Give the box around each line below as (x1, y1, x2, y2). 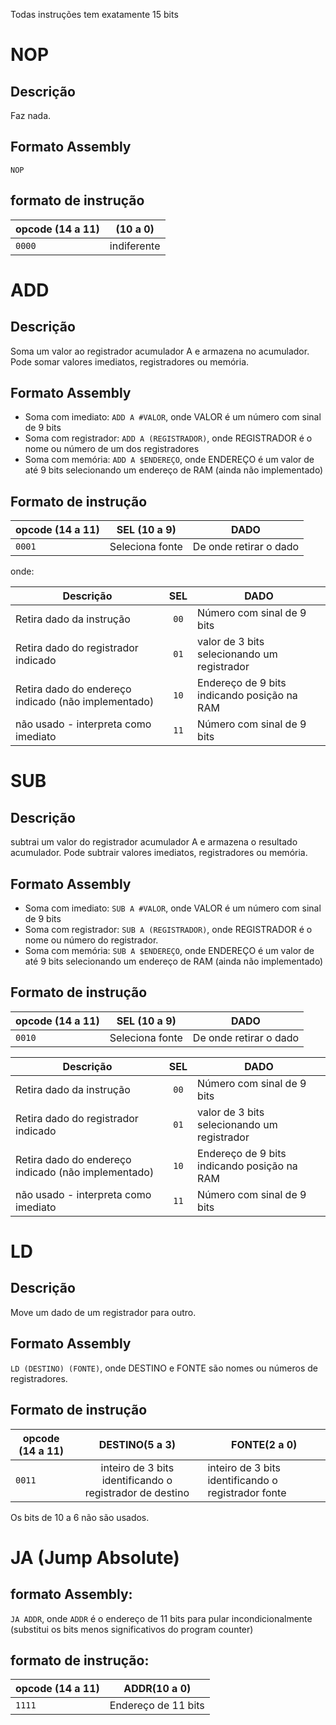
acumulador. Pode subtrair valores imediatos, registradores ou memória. (10, 847, 308, 859)
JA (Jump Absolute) (10, 1546, 180, 1569)
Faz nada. (10, 110, 52, 121)
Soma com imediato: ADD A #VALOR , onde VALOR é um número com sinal (24, 411, 322, 423)
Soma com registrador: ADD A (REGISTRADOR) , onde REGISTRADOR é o (24, 432, 313, 444)
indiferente (109, 239, 161, 253)
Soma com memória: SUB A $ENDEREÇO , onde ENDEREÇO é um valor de (24, 945, 315, 957)
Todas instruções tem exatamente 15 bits (10, 9, 179, 20)
